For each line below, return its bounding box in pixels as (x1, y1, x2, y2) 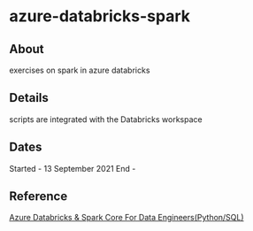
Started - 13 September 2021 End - (9, 163, 136, 173)
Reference (9, 189, 68, 204)
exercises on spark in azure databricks (9, 65, 150, 75)
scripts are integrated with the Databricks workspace (9, 113, 203, 125)
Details (9, 90, 49, 105)
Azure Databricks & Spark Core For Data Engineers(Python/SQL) (9, 212, 245, 223)
